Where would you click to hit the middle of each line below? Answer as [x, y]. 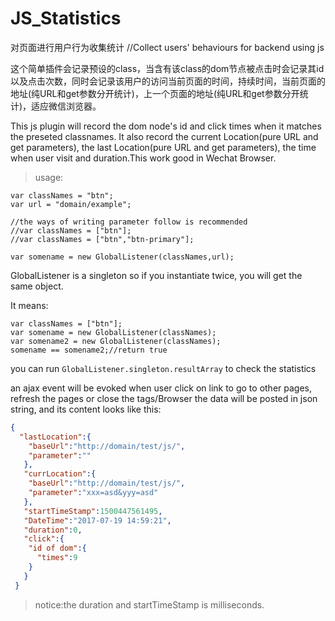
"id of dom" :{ [57, 548]
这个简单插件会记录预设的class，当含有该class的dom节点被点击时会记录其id [167, 68]
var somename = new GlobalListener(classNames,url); [122, 257]
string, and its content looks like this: [86, 409]
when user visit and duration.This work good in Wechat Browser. [143, 158]
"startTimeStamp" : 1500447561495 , [93, 511]
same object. [37, 286]
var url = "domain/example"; [71, 204]
